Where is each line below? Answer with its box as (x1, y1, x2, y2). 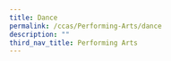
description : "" (9, 30, 70, 39)
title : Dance (9, 13, 58, 22)
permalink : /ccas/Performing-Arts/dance (9, 22, 163, 30)
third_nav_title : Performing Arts (9, 38, 139, 48)
